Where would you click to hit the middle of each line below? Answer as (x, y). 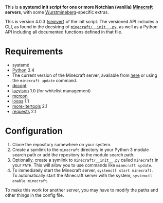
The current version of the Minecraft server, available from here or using (84, 75)
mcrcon (20, 96)
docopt (19, 85)
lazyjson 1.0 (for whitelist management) (51, 91)
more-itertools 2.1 (30, 106)
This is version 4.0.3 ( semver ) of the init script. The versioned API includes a (81, 22)
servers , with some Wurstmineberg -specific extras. (57, 12)
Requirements (34, 52)
